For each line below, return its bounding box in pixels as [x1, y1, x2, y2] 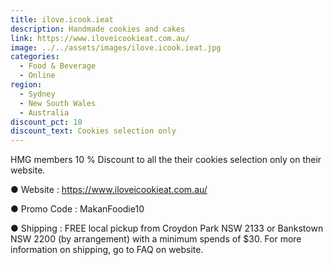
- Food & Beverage [19, 61, 97, 71]
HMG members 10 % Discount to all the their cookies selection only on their [10, 154, 322, 166]
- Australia [19, 107, 70, 118]
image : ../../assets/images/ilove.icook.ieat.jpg [10, 42, 222, 53]
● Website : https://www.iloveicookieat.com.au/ [10, 184, 208, 196]
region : [10, 80, 43, 90]
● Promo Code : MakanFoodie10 [10, 203, 145, 215]
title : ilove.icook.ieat [10, 14, 114, 25]
